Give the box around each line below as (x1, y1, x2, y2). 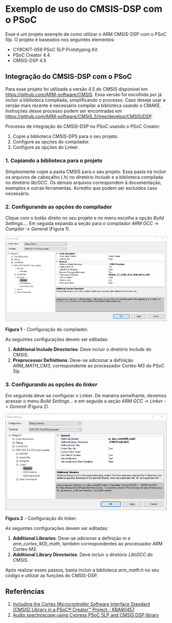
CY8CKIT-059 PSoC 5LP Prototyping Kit (12, 46, 98, 52)
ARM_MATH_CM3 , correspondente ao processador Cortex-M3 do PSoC (12, 363, 165, 369)
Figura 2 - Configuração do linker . (5, 515, 78, 522)
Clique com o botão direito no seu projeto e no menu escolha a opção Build (5, 215, 164, 221)
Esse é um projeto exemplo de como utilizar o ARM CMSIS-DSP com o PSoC (5, 31, 167, 37)
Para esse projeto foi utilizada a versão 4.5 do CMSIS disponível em (5, 86, 148, 92)
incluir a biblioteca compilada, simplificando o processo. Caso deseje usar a (5, 97, 166, 103)
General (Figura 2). (9, 404, 50, 410)
